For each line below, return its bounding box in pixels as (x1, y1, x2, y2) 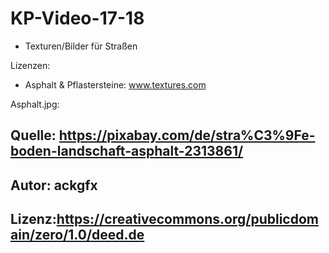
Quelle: (10, 127, 57, 144)
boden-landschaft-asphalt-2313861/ (10, 143, 244, 160)
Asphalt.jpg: (10, 98, 60, 110)
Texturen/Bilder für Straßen (24, 40, 138, 52)
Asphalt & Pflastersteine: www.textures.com (24, 78, 207, 91)
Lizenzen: (10, 59, 51, 71)
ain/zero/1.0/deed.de (10, 227, 145, 244)
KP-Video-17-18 (10, 7, 145, 30)
